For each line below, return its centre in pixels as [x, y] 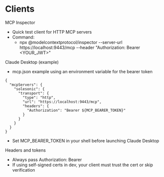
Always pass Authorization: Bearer [47, 159]
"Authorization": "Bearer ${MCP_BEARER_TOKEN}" [76, 110]
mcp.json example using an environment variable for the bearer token [82, 71]
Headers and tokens [25, 150]
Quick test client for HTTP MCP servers [52, 32]
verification [23, 170]
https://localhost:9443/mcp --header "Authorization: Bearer [80, 47]
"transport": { [34, 93]
